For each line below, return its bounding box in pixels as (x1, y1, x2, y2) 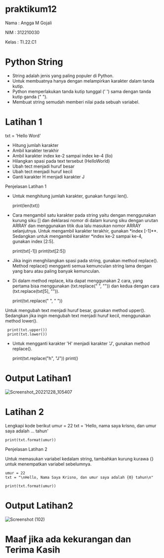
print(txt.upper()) (7, 327, 48, 332)
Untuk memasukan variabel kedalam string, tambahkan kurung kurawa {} (5, 456, 154, 462)
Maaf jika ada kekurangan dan (5, 533, 131, 545)
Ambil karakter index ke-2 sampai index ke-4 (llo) (12, 152, 113, 159)
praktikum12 (5, 3, 57, 15)
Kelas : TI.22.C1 (5, 39, 37, 45)
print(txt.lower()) (7, 331, 48, 337)
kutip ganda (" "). (12, 93, 48, 99)
